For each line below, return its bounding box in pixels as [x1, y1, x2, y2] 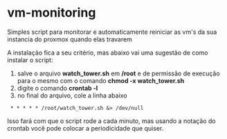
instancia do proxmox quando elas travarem [7, 35, 133, 43]
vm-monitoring [7, 5, 96, 21]
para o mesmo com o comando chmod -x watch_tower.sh [17, 76, 185, 84]
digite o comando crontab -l [17, 84, 98, 92]
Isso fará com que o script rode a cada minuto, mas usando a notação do [7, 116, 216, 125]
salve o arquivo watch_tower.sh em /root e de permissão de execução [17, 69, 220, 77]
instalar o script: [7, 55, 53, 64]
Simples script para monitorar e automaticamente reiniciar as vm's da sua [7, 28, 217, 36]
